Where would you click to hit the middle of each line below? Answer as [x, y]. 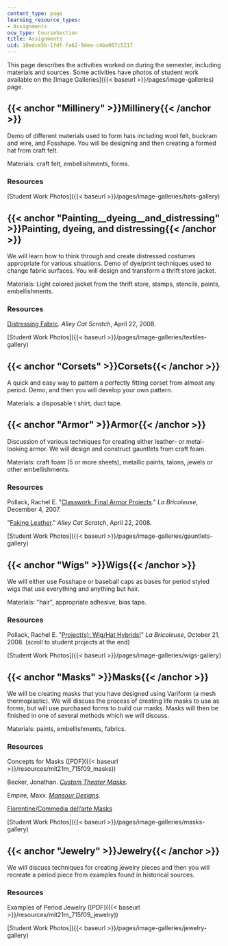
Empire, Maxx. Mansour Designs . [54, 796]
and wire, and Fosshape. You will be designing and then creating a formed [112, 143]
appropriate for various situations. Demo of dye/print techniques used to [109, 263]
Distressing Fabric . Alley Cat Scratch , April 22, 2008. [81, 324]
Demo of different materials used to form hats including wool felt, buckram [112, 135]
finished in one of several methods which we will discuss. [88, 716]
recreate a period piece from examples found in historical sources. [101, 875]
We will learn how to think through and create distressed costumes [101, 256]
